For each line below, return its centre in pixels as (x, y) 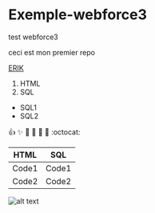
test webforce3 (33, 37)
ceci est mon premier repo (52, 52)
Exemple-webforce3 (78, 15)
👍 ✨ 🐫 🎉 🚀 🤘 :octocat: (44, 132)
